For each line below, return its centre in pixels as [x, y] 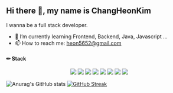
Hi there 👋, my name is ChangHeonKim [79, 11]
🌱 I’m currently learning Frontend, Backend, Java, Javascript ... [91, 36]
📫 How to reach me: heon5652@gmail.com [68, 43]
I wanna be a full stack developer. [47, 25]
